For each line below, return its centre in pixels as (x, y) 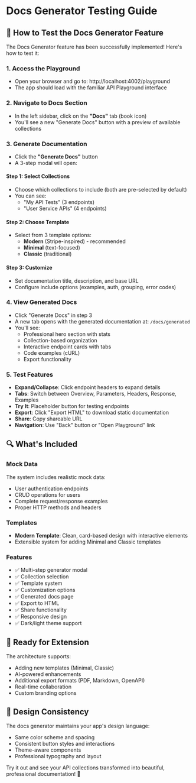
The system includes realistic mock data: (56, 477)
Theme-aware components (48, 750)
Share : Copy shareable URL (48, 419)
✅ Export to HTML (37, 603)
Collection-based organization (60, 340)
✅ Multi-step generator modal (51, 570)
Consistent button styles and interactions (65, 744)
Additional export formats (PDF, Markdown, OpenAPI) (80, 681)
